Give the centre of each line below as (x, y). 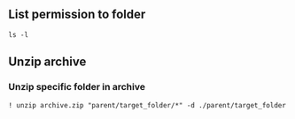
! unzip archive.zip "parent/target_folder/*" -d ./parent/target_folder (147, 105)
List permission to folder (77, 15)
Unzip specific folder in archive (77, 87)
